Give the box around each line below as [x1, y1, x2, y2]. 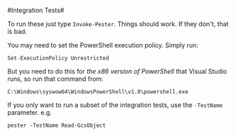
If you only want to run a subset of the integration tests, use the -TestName [7, 101, 223, 109]
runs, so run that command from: [7, 74, 104, 83]
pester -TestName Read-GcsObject [7, 122, 106, 129]
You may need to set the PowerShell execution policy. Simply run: [7, 41, 198, 49]
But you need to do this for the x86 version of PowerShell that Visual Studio [7, 67, 227, 75]
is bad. [7, 28, 27, 35]
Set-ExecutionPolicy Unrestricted [7, 55, 110, 62]
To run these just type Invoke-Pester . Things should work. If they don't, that [7, 20, 229, 28]
